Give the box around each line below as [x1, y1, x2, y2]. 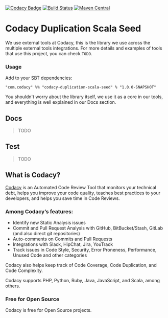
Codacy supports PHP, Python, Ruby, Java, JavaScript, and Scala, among [5, 277, 160, 283]
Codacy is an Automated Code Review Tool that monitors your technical [5, 184, 157, 190]
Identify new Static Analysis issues [12, 219, 86, 225]
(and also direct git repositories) [12, 230, 80, 236]
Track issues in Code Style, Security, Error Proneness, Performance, [12, 246, 157, 253]
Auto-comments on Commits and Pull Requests [12, 236, 112, 242]
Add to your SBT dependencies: [5, 75, 73, 81]
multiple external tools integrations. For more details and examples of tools [5, 45, 162, 51]
